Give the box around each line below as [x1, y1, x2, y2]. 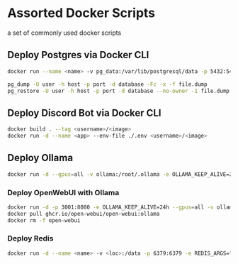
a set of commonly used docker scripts [7, 28, 122, 37]
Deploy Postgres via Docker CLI [7, 49, 149, 61]
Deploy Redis [7, 233, 54, 243]
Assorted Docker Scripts [7, 5, 156, 21]
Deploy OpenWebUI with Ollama [7, 187, 120, 197]
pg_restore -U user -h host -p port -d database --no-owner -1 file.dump [7, 87, 230, 94]
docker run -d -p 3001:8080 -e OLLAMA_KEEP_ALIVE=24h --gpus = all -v [7, 204, 214, 211]
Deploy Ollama [7, 152, 73, 164]
